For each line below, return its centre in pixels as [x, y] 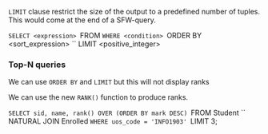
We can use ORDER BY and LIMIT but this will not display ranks [109, 82]
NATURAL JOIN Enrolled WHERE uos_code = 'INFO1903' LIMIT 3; [113, 121]
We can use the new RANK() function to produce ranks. [98, 97]
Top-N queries [37, 65]
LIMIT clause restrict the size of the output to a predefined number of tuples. [134, 12]
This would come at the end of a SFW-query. [82, 20]
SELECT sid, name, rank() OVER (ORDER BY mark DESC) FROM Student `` [127, 113]
